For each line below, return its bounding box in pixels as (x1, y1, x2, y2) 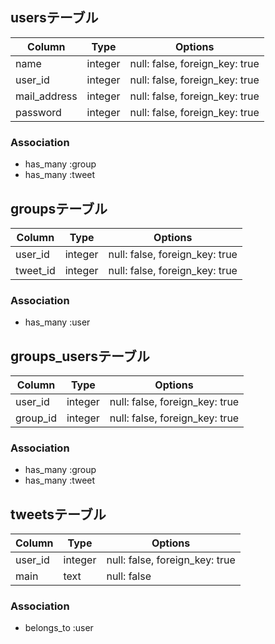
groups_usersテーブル (10, 348, 150, 365)
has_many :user (24, 316, 91, 328)
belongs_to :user (24, 622, 94, 634)
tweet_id (15, 263, 56, 277)
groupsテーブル (10, 200, 108, 217)
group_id (15, 411, 57, 425)
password (15, 105, 62, 119)
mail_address (15, 89, 78, 103)
